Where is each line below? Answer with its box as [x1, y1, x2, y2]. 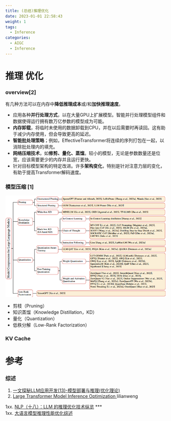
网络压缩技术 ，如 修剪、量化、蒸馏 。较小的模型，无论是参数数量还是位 [12, 150, 161, 156]
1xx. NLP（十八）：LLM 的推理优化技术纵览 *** [5, 404, 102, 410]
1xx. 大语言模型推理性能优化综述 [5, 410, 73, 416]
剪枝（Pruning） [12, 302, 47, 309]
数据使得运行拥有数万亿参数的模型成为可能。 [12, 118, 107, 125]
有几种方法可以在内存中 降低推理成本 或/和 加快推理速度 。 [5, 101, 124, 107]
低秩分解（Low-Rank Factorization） [12, 322, 90, 328]
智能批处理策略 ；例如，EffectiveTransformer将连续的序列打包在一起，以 [12, 137, 164, 144]
